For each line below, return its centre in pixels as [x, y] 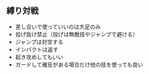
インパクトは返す [37, 49]
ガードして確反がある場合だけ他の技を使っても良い [79, 64]
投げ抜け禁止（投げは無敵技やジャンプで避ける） [77, 34]
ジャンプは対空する [39, 42]
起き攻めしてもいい [39, 57]
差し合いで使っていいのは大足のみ [58, 27]
